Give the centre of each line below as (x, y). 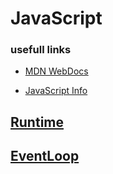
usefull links (41, 50)
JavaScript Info (56, 91)
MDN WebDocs (56, 71)
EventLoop (45, 156)
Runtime (37, 122)
